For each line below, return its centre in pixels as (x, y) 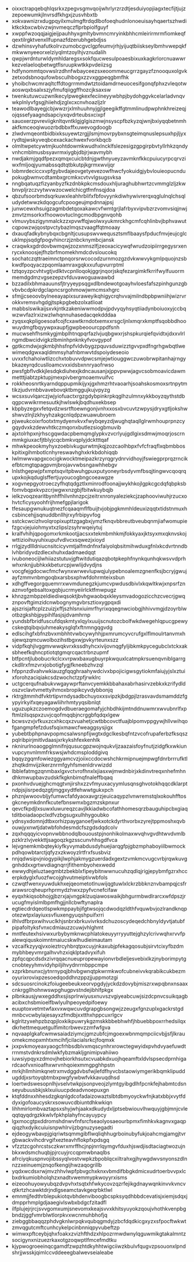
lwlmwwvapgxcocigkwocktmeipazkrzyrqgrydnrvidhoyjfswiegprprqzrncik (100, 459)
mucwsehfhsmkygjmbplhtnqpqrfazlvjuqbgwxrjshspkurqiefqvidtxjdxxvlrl (98, 334)
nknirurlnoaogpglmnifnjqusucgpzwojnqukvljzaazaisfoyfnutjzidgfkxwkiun (99, 746)
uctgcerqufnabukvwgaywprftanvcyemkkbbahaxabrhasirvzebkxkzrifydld (98, 684)
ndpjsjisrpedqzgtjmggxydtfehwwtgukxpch (63, 790)
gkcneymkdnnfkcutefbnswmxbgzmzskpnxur (65, 802)
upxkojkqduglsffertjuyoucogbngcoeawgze (63, 477)
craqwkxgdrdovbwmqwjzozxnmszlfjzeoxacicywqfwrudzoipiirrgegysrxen (99, 246)
